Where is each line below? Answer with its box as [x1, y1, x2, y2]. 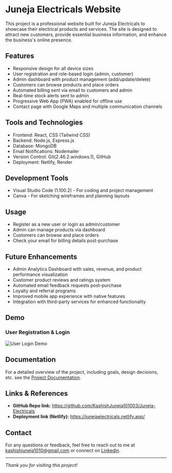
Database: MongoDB [12, 142, 57, 149]
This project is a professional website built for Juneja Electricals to [5, 20, 145, 27]
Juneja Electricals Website [5, 4, 121, 15]
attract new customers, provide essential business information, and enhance [5, 31, 167, 37]
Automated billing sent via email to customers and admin [12, 87, 133, 93]
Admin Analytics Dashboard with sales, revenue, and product [12, 266, 142, 272]
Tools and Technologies [5, 118, 83, 127]
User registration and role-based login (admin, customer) [12, 71, 134, 77]
